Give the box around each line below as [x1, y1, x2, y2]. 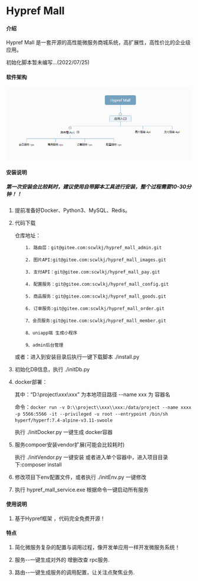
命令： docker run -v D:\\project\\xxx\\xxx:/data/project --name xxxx [14, 403, 192, 410]
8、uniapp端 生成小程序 [25, 329, 78, 336]
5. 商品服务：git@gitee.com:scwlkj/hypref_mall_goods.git [25, 293, 167, 299]
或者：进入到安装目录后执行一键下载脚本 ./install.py [14, 353, 140, 360]
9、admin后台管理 [25, 342, 64, 348]
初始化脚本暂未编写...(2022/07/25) [6, 59, 90, 66]
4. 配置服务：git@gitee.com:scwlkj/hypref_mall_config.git [25, 281, 169, 287]
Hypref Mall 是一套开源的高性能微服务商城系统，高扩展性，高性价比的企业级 [6, 39, 191, 46]
